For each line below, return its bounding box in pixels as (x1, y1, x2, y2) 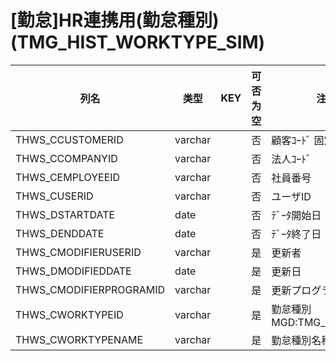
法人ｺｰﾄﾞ (271, 152, 312, 166)
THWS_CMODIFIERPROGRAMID (15, 282, 166, 296)
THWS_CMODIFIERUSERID (15, 245, 142, 259)
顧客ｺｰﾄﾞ (271, 133, 312, 147)
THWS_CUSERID (15, 189, 94, 203)
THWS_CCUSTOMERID (15, 132, 124, 146)
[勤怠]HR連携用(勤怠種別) (10, 9, 220, 32)
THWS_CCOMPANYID (15, 151, 118, 165)
